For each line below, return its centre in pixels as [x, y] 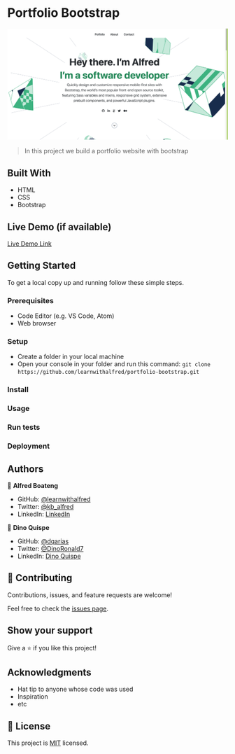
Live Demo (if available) [59, 226]
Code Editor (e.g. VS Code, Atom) [66, 316]
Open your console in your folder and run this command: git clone [114, 364]
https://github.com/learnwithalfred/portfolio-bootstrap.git [108, 372]
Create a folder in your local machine [71, 357]
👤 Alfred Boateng [33, 485]
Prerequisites [30, 300]
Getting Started [42, 266]
